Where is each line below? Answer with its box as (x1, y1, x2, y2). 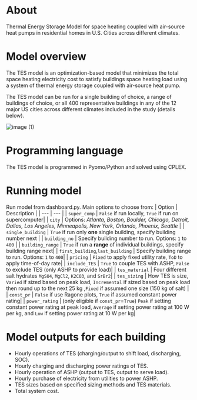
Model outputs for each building (6, 330, 166, 344)
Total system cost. (14, 387, 59, 394)
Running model (6, 184, 82, 197)
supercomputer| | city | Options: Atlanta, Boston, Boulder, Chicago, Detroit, (6, 216, 189, 223)
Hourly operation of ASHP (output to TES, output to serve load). (14, 368, 169, 375)
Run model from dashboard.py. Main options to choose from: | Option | (6, 204, 178, 211)
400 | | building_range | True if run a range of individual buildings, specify (6, 241, 184, 248)
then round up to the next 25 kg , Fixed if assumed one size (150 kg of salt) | (6, 285, 189, 292)
